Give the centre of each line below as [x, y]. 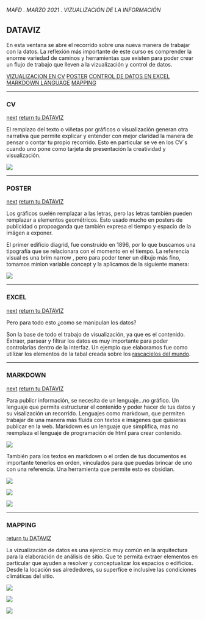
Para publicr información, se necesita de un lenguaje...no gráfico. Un [93, 400]
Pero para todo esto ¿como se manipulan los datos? [71, 323]
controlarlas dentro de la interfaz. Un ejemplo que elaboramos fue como [97, 347]
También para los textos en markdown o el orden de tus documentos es [97, 456]
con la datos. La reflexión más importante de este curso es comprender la [99, 51]
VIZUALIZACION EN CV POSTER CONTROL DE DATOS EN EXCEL [88, 76]
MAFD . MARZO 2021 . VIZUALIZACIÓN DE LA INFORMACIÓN [84, 10]
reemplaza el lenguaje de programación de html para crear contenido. [94, 432]
